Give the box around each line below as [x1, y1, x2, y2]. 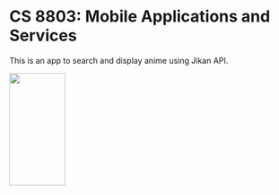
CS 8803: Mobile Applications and [9, 6, 271, 27]
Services [9, 25, 78, 46]
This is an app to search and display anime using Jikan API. [9, 55, 229, 66]
